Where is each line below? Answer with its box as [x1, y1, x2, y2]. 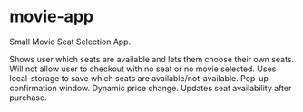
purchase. [9, 92, 47, 103]
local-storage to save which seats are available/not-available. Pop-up [9, 72, 269, 83]
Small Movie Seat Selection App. [9, 36, 132, 47]
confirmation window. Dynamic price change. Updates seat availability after [9, 82, 292, 93]
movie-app [9, 6, 93, 27]
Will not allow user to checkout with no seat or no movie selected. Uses [9, 63, 277, 74]
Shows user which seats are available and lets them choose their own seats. [9, 53, 295, 64]
